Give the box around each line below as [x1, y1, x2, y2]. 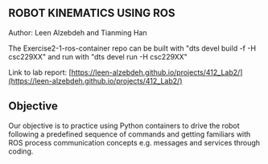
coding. [8, 146, 34, 156]
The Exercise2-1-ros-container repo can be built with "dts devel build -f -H [8, 43, 256, 53]
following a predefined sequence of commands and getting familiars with [8, 129, 251, 139]
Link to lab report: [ [8, 68, 72, 77]
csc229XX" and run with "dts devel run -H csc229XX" [8, 51, 188, 61]
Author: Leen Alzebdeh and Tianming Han [8, 27, 147, 37]
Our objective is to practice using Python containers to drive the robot [8, 121, 240, 130]
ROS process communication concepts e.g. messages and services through [8, 137, 260, 147]
